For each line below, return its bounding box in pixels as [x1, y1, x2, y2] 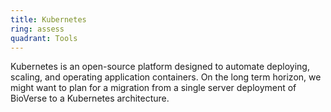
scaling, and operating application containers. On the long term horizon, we [10, 71, 322, 83]
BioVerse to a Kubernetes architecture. [10, 92, 170, 105]
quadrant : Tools [10, 33, 78, 43]
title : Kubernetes [10, 14, 87, 25]
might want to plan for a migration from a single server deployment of [10, 82, 297, 94]
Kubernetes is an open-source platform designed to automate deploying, [10, 61, 310, 73]
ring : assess [10, 24, 65, 34]
